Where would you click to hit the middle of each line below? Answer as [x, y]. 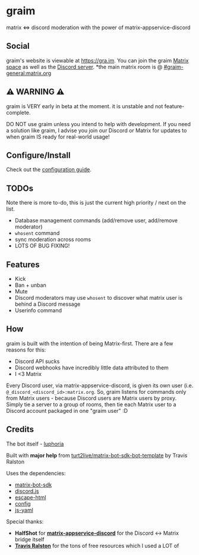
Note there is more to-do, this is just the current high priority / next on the [96, 203]
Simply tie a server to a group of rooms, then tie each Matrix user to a [91, 404]
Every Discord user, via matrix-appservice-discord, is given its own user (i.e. [100, 385]
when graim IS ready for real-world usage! [58, 137]
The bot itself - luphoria [35, 444]
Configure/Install [38, 155]
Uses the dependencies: [36, 473]
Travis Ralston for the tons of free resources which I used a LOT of [97, 545]
